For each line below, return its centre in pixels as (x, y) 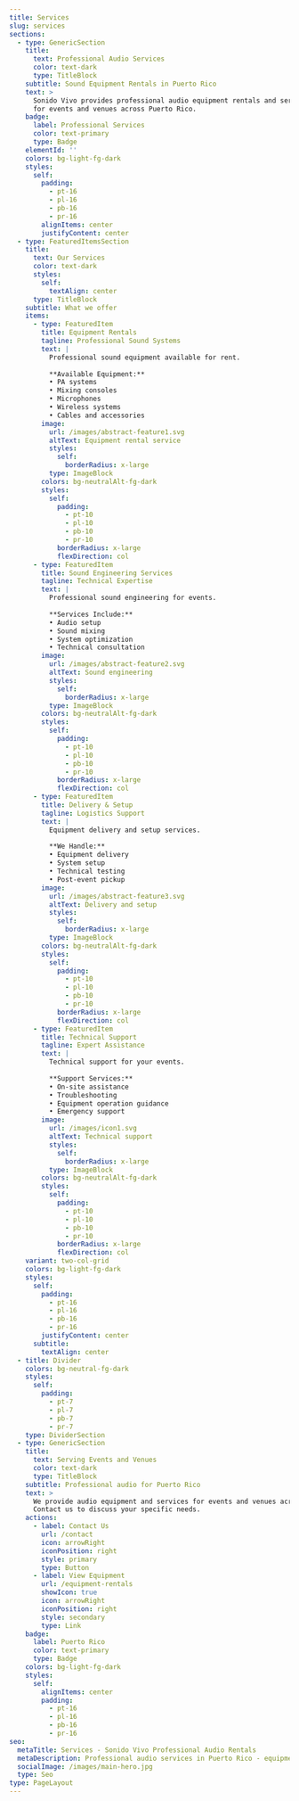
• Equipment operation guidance (109, 1103)
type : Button (65, 1567)
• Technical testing (87, 871)
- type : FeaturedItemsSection (73, 242)
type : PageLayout (41, 1783)
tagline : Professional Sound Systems (111, 341)
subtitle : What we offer (71, 308)
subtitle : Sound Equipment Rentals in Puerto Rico (121, 84)
